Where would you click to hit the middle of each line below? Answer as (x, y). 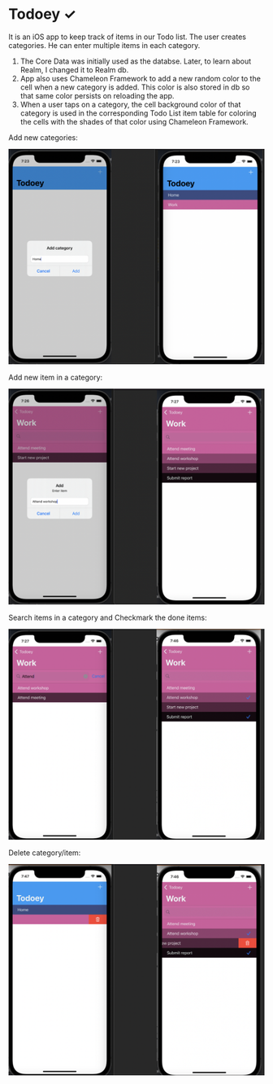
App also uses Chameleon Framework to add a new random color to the (141, 78)
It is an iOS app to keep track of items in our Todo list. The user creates (127, 37)
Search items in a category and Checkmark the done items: (108, 617)
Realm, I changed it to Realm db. (74, 69)
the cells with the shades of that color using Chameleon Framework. (134, 121)
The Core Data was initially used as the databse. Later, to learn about (136, 61)
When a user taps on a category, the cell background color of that (130, 104)
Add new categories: (43, 137)
